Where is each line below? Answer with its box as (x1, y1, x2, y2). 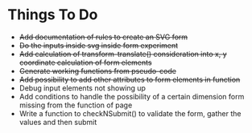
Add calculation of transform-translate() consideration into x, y (19, 49, 227, 58)
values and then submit (19, 117, 97, 127)
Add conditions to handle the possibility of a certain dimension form (19, 91, 245, 101)
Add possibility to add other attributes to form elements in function (19, 75, 241, 84)
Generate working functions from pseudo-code (19, 66, 176, 75)
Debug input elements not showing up (19, 83, 147, 93)
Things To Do (7, 6, 98, 24)
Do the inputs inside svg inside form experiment (19, 40, 179, 50)
